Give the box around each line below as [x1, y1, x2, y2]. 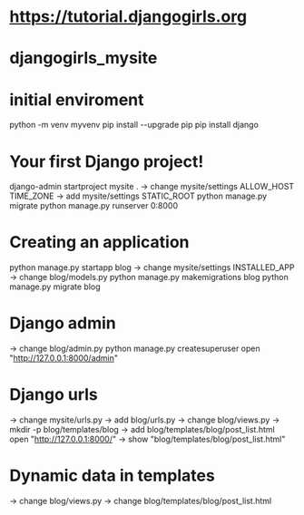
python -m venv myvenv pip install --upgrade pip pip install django [9, 120, 259, 131]
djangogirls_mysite [9, 48, 158, 69]
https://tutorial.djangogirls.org [9, 6, 248, 27]
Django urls [9, 384, 98, 405]
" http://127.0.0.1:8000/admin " [9, 353, 119, 364]
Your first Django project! [9, 151, 204, 171]
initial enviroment [9, 89, 144, 110]
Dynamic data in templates [9, 465, 215, 486]
